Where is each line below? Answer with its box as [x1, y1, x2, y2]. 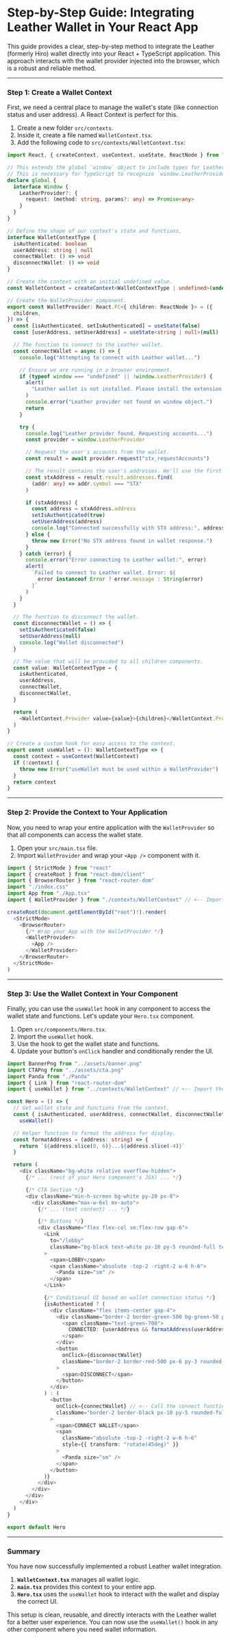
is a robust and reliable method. [7, 64, 97, 72]
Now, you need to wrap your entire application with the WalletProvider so [7, 823, 215, 832]
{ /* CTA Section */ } [25, 1186, 84, 1193]
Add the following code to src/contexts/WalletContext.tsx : [16, 139, 186, 147]
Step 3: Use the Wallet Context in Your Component [7, 989, 179, 999]
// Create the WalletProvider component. [7, 297, 127, 304]
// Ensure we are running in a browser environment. [19, 366, 173, 374]
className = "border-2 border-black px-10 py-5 [55, 1409, 188, 1416]
